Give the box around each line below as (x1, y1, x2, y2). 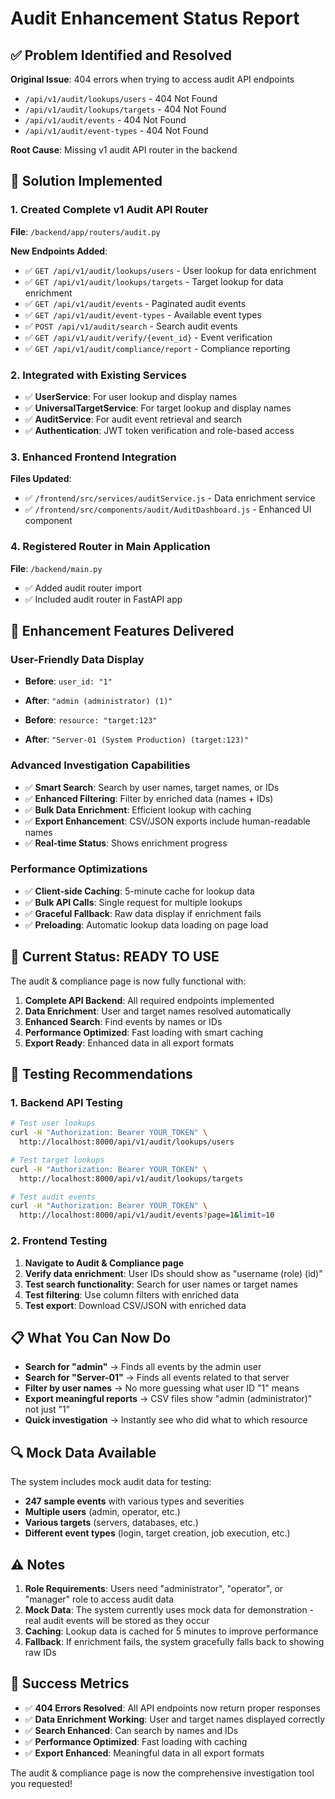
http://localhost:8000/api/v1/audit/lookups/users (19, 1137, 235, 1147)
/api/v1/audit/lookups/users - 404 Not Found (24, 93, 218, 104)
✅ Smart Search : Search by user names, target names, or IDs (24, 781, 280, 793)
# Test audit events (10, 1192, 97, 1202)
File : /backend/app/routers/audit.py (10, 225, 161, 237)
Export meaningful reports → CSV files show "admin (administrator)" (24, 1393, 313, 1405)
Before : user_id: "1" (24, 675, 113, 687)
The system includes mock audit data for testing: (10, 1476, 212, 1488)
